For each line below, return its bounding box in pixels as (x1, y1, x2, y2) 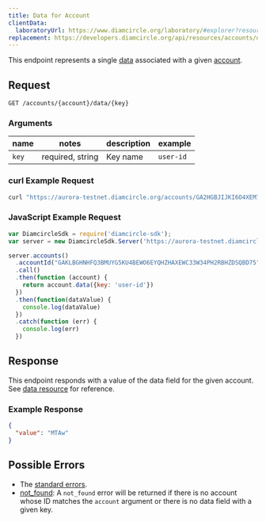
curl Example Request (8, 175, 94, 186)
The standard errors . (19, 479, 88, 489)
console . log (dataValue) (22, 303, 101, 311)
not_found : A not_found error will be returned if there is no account (19, 488, 237, 497)
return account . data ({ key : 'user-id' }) (22, 281, 154, 289)
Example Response (8, 403, 84, 414)
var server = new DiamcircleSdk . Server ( (8, 237, 144, 246)
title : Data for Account (8, 11, 90, 20)
